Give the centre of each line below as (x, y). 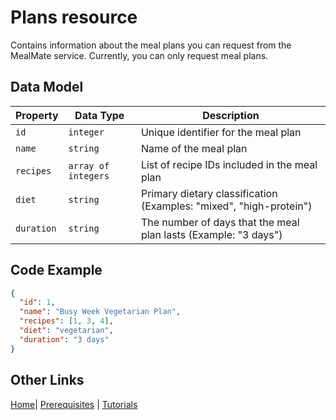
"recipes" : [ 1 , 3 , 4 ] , (66, 321)
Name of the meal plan (194, 148)
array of (89, 165)
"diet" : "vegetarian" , (66, 331)
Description (231, 115)
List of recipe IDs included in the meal (229, 164)
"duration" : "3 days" (64, 339)
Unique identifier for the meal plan (221, 132)
